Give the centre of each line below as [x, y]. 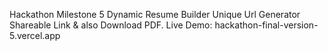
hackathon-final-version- [266, 25]
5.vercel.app [35, 35]
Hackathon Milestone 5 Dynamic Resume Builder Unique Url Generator [155, 14]
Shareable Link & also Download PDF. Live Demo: [111, 25]
